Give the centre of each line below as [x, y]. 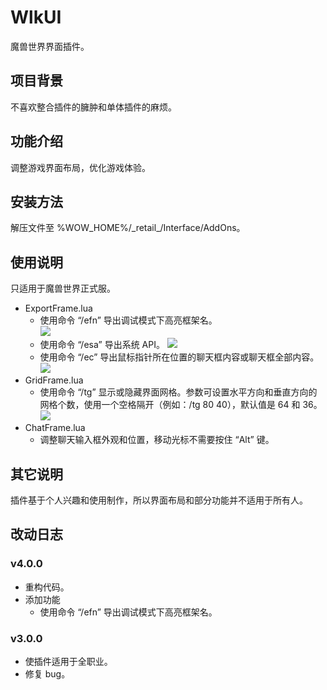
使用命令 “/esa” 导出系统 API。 [102, 345]
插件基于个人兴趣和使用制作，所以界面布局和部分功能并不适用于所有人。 [159, 500]
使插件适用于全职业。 [68, 661]
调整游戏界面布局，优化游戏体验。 [80, 167]
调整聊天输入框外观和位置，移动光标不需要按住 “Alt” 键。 [157, 440]
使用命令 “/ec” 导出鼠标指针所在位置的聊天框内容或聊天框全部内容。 [179, 357]
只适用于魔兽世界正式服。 [63, 288]
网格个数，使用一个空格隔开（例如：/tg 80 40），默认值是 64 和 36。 [181, 405]
